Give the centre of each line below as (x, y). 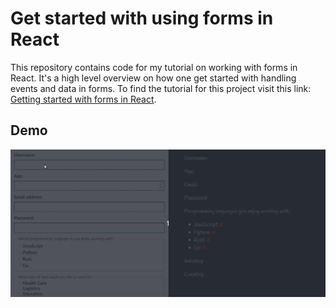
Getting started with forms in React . (83, 99)
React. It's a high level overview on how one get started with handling (153, 78)
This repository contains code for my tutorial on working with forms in (154, 67)
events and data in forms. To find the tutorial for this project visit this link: (161, 88)
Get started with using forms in (142, 18)
